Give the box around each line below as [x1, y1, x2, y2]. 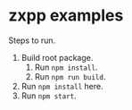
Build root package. [21, 52, 94, 63]
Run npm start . [21, 90, 77, 101]
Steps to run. [8, 35, 56, 46]
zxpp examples [8, 5, 124, 26]
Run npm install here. [21, 80, 103, 91]
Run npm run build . [34, 71, 106, 81]
